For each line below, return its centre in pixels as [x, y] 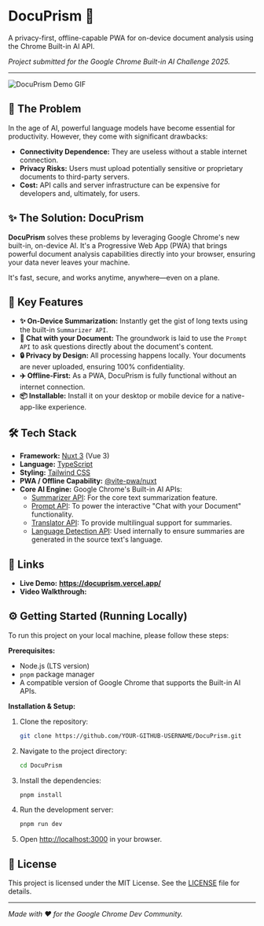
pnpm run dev [41, 824]
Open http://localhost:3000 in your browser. [91, 839]
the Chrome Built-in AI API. [51, 46]
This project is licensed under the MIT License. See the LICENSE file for [124, 883]
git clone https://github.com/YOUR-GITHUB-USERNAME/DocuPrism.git [130, 735]
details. [20, 891]
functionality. [52, 514]
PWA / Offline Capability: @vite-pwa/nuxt [88, 481]
